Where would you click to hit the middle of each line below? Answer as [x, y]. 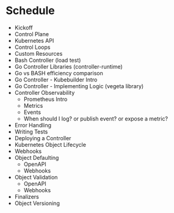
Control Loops [32, 47]
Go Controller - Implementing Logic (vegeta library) [79, 86]
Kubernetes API [34, 40]
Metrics [33, 105]
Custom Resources [38, 53]
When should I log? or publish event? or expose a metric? [96, 118]
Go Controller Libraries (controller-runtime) [68, 66]
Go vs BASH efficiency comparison [59, 73]
